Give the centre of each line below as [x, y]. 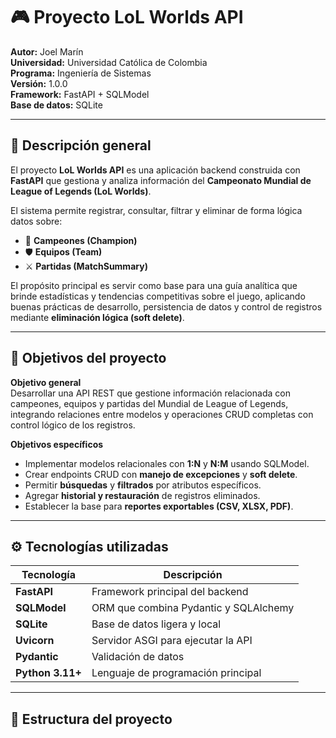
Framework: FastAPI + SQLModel [80, 94]
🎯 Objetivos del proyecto [88, 358]
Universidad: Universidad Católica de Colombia [109, 62]
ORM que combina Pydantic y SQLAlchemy [193, 608]
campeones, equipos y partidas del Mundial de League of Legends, [149, 403]
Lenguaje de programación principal [176, 673]
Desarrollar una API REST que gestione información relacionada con [150, 393]
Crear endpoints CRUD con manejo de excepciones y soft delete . [161, 474]
